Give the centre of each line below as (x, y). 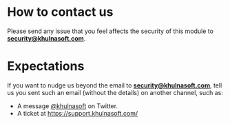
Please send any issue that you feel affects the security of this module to (110, 31)
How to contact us (60, 12)
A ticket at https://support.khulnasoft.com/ (77, 113)
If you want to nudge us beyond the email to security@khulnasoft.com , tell (115, 85)
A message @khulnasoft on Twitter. (67, 106)
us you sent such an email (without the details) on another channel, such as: (115, 92)
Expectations (46, 66)
